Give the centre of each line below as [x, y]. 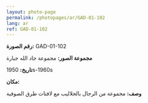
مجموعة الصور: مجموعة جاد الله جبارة [50, 58]
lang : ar [17, 23]
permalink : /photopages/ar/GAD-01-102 [56, 18]
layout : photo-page [31, 12]
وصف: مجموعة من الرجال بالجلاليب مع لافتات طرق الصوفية [74, 94]
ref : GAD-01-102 [27, 29]
